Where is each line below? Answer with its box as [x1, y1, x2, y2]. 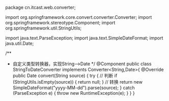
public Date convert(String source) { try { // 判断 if [12, 72, 118, 79]
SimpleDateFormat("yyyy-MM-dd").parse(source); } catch [12, 85, 135, 91]
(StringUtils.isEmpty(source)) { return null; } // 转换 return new [12, 79, 143, 85]
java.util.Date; [5, 40, 34, 46]
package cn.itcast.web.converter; [5, 5, 76, 10]
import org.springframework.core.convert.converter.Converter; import [5, 14, 152, 20]
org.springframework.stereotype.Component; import [5, 20, 116, 26]
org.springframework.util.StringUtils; [5, 25, 82, 31]
